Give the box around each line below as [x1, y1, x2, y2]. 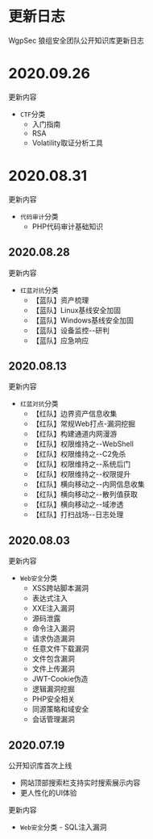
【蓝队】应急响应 [31, 336, 89, 345]
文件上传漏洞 [31, 664, 75, 674]
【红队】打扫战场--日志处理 [31, 510, 124, 520]
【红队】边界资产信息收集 [31, 409, 118, 419]
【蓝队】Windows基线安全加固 [31, 315, 134, 325]
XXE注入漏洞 [31, 603, 75, 613]
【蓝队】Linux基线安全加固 [31, 305, 122, 315]
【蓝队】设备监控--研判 [31, 325, 110, 335]
